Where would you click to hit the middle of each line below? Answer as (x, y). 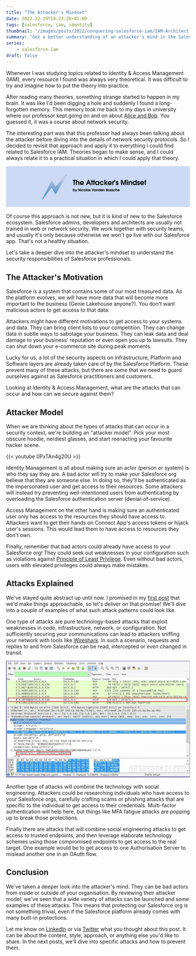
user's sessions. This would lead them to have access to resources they (92, 529)
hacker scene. (23, 445)
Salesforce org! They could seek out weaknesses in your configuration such (97, 553)
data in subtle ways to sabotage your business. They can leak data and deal (97, 334)
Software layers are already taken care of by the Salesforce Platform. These (97, 364)
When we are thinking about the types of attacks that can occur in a (87, 426)
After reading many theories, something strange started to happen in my (93, 97)
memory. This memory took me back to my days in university (103, 109)
